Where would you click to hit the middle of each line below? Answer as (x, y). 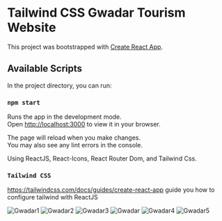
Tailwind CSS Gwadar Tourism (96, 13)
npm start (24, 103)
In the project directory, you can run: (60, 85)
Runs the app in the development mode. (64, 117)
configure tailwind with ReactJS (53, 197)
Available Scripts (45, 68)
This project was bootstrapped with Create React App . (85, 47)
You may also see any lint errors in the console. (75, 145)
